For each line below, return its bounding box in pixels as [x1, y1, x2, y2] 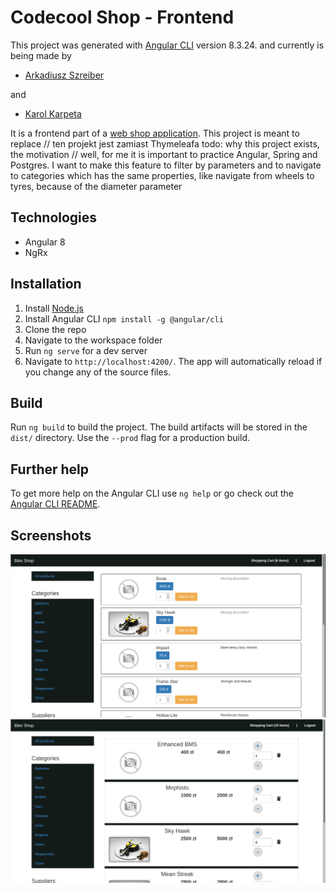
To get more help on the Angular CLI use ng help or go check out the [10, 487, 294, 500]
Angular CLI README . [10, 498, 101, 510]
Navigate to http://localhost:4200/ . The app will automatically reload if [24, 355, 323, 367]
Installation [10, 276, 82, 293]
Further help [10, 461, 90, 478]
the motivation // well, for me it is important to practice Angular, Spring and [10, 148, 318, 160]
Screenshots [10, 527, 92, 544]
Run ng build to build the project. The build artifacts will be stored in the [10, 421, 308, 433]
